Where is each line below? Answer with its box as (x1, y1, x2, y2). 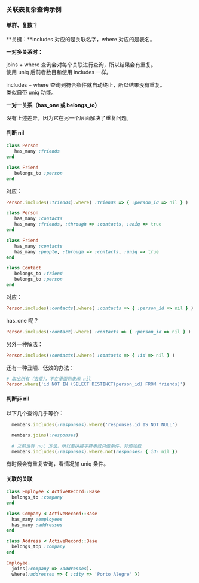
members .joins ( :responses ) (11, 432, 79, 438)
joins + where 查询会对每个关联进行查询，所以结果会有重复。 (6, 61, 157, 68)
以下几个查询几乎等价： (6, 409, 64, 417)
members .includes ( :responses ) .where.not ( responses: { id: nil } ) (11, 449, 178, 455)
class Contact (6, 265, 42, 271)
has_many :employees (11, 516, 63, 522)
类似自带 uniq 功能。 (6, 89, 57, 96)
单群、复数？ (6, 21, 38, 28)
